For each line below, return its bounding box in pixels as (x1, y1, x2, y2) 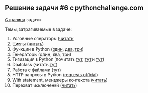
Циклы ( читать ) (12, 41, 44, 47)
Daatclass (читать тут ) (12, 61, 58, 67)
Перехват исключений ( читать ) (12, 82, 77, 88)
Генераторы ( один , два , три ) (12, 51, 72, 57)
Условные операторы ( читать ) (12, 36, 75, 41)
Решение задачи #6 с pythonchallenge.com (5, 4, 144, 12)
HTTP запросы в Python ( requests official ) (12, 72, 98, 77)
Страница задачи (5, 17, 41, 22)
